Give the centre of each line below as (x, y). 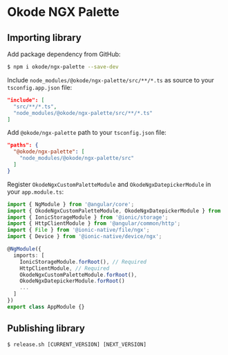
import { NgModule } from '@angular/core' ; (71, 204)
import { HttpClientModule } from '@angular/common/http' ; (94, 224)
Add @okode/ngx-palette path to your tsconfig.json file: (87, 133)
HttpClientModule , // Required (65, 268)
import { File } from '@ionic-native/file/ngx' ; (78, 230)
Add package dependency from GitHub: (64, 54)
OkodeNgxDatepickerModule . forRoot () (73, 281)
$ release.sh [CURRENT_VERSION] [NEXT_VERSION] (77, 344)
